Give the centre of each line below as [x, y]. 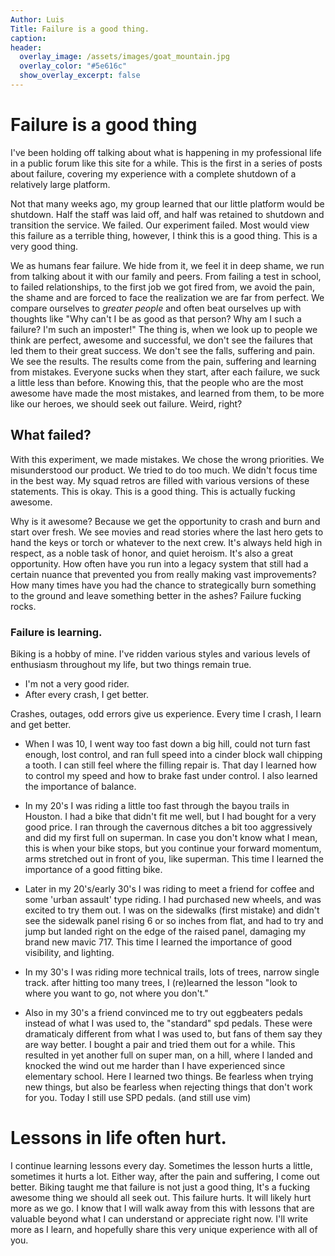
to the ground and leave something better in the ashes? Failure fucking [156, 595]
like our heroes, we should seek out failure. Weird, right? [126, 403]
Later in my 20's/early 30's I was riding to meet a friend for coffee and [169, 888]
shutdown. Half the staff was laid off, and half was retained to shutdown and [167, 214]
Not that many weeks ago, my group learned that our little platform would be [167, 203]
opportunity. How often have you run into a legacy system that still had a [159, 563]
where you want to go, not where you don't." [116, 993]
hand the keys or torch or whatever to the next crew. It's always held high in [166, 542]
